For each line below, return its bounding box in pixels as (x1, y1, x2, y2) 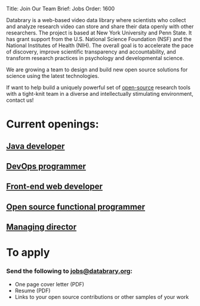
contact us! (6, 96, 34, 104)
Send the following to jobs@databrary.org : (6, 267, 133, 276)
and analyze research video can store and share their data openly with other (6, 23, 194, 30)
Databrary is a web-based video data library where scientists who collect (6, 17, 186, 23)
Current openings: (6, 117, 100, 131)
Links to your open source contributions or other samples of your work (14, 293, 189, 300)
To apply (6, 246, 50, 260)
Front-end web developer (6, 182, 103, 192)
